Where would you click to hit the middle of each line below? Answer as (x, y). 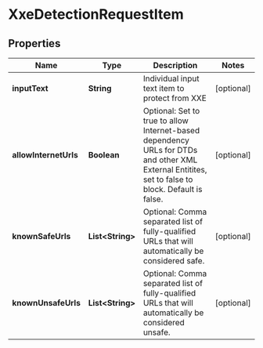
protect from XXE (175, 98)
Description (175, 65)
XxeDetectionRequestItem (96, 14)
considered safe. (174, 261)
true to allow (166, 121)
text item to (164, 88)
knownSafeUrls (41, 236)
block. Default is (173, 189)
